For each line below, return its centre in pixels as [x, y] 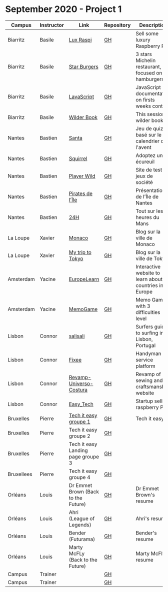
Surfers [144, 326]
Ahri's [143, 518]
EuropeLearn [84, 279]
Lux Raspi [80, 39]
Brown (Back [84, 491]
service [144, 359]
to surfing [147, 332]
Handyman [148, 353]
